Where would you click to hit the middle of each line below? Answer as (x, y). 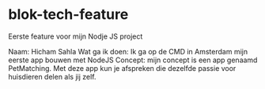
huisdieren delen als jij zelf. (52, 76)
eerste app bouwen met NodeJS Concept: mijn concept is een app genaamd (133, 60)
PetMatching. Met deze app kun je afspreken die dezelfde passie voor (122, 68)
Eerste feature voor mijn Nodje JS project (76, 36)
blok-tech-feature (68, 15)
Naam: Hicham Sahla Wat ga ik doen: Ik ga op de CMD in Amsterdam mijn (128, 51)
